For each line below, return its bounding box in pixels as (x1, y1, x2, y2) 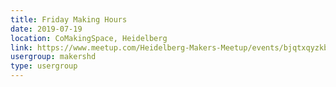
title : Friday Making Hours (10, 14, 128, 25)
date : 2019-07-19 (10, 24, 83, 34)
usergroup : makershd (10, 52, 97, 62)
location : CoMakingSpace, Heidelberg (10, 33, 168, 43)
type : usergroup (10, 61, 78, 71)
